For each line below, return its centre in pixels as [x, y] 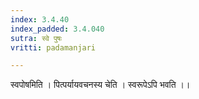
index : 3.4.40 [40, 19]
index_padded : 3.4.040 [57, 29]
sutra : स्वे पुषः [36, 38]
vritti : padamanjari [53, 47]
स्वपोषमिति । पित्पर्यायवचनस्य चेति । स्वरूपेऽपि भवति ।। [100, 85]
